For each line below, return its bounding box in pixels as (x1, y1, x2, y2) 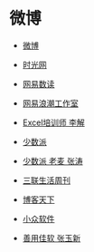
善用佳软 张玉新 (22, 232, 81, 243)
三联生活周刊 (22, 174, 70, 186)
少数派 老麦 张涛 (22, 155, 83, 166)
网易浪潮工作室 (22, 97, 79, 109)
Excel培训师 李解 (22, 117, 86, 128)
